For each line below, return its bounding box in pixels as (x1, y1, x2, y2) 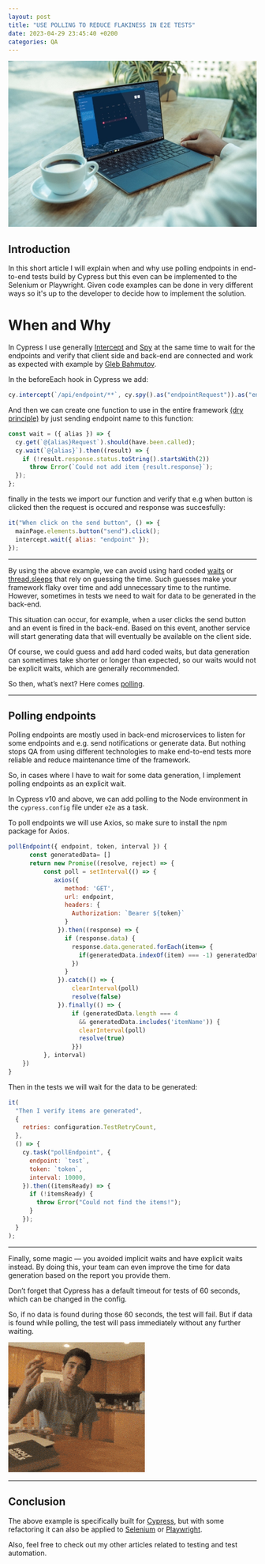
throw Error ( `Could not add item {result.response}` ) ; (28, 463, 214, 471)
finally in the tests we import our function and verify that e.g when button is (8, 494, 253, 504)
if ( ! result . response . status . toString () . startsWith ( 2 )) (22, 455, 211, 463)
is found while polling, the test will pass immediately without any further (8, 1317, 241, 1328)
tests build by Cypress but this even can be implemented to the (32, 272, 237, 281)
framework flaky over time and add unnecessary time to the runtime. (8, 582, 231, 592)
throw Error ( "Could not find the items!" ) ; (36, 1199, 181, 1207)
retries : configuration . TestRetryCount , (22, 1124, 157, 1131)
